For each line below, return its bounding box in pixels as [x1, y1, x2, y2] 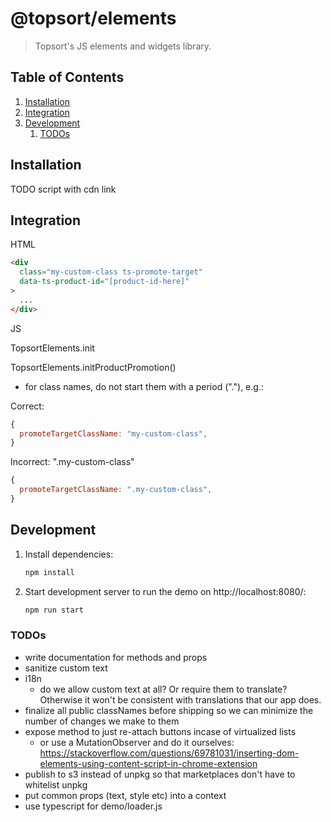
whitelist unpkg [24, 778, 88, 791]
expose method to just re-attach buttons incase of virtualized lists [24, 725, 297, 737]
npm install [24, 567, 75, 577]
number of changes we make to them [24, 715, 180, 727]
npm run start [24, 605, 84, 615]
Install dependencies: [24, 548, 114, 560]
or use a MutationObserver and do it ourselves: [39, 736, 235, 748]
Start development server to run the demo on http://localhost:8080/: [24, 585, 307, 597]
